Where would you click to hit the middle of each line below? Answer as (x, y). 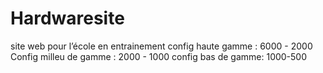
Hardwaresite (67, 18)
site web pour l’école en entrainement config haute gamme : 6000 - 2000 (161, 46)
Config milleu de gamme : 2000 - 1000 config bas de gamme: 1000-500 (159, 56)
